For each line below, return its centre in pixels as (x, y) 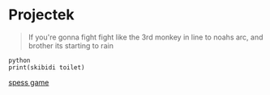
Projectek (41, 15)
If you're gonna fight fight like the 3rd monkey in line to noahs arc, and (146, 37)
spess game (29, 82)
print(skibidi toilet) (47, 67)
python (19, 60)
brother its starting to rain (71, 45)
